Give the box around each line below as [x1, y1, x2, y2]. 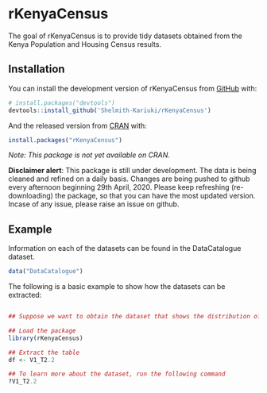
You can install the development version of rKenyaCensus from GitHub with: [8, 83, 257, 93]
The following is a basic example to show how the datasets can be [8, 282, 226, 291]
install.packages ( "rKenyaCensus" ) [8, 136, 123, 144]
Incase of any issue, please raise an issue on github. [8, 199, 180, 209]
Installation [8, 63, 65, 76]
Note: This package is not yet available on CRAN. [8, 150, 171, 160]
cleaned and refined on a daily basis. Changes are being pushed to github [8, 174, 250, 183]
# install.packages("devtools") [8, 98, 115, 107]
